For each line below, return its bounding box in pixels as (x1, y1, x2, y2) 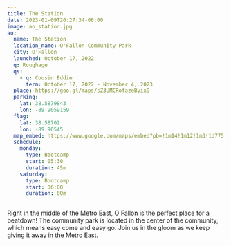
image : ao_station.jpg (7, 23, 73, 30)
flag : (13, 113, 30, 120)
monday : (19, 145, 41, 152)
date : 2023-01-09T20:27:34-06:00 (7, 17, 104, 23)
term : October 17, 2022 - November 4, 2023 (25, 81, 154, 88)
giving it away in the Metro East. (7, 231, 99, 239)
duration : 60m (25, 190, 67, 197)
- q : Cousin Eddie (19, 74, 73, 82)
